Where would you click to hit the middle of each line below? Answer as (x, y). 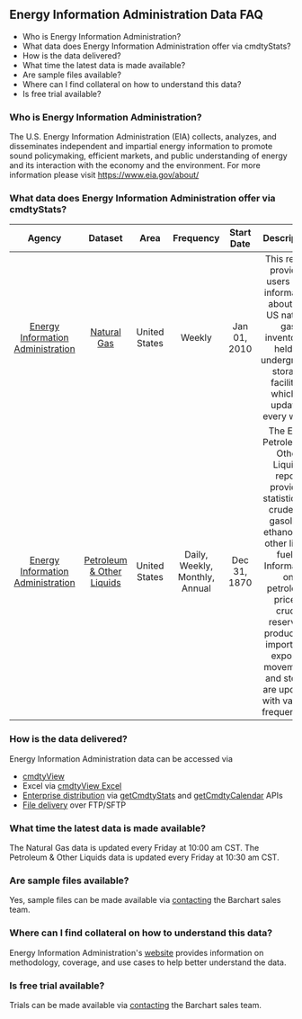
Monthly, (196, 577)
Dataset (106, 238)
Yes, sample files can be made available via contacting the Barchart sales (145, 900)
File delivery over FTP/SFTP (74, 805)
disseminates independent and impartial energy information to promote (141, 147)
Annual (196, 588)
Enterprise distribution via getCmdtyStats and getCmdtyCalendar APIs (152, 795)
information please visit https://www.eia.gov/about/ (104, 175)
